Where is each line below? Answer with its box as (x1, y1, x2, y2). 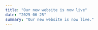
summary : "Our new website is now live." (5, 17, 94, 22)
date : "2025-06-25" (5, 12, 47, 17)
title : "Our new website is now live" (5, 7, 87, 13)
